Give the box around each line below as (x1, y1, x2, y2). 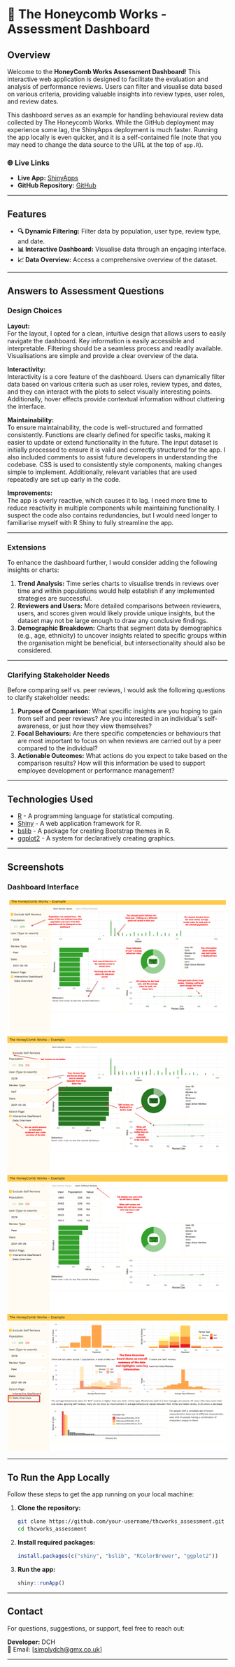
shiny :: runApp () (17, 1580, 65, 1587)
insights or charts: (7, 566, 59, 574)
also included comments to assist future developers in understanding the (7, 452, 218, 461)
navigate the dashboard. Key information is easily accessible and (7, 336, 194, 345)
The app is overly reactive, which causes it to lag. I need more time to (7, 496, 208, 504)
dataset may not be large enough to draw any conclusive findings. (17, 617, 208, 625)
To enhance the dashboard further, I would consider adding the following (7, 559, 218, 567)
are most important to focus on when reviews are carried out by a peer (17, 737, 222, 745)
